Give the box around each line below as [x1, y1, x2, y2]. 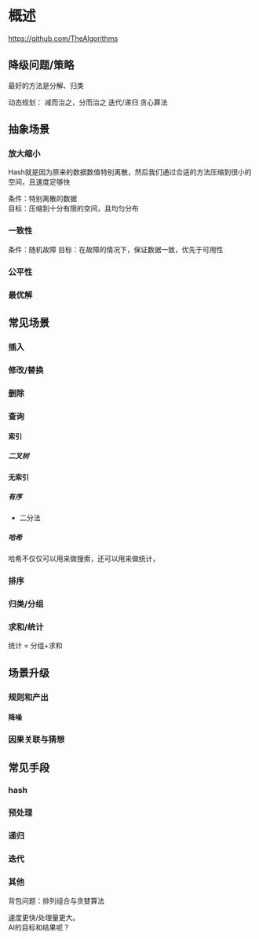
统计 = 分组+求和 [8, 641, 63, 651]
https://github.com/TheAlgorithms [8, 33, 119, 43]
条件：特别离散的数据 [8, 194, 77, 204]
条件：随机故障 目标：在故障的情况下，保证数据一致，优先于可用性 [8, 244, 224, 254]
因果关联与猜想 [8, 734, 65, 745]
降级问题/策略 [8, 58, 75, 72]
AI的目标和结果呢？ [8, 922, 71, 932]
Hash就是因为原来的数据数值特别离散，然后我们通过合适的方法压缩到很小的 [8, 167, 252, 177]
